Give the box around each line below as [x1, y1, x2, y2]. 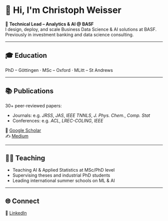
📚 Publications [5, 87, 54, 95]
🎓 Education [5, 51, 47, 60]
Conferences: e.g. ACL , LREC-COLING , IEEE [12, 117, 103, 124]
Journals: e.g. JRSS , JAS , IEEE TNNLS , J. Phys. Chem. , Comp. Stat [12, 112, 150, 118]
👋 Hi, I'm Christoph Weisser [5, 4, 121, 16]
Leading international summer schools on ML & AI [12, 178, 115, 184]
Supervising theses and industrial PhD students [12, 172, 110, 179]
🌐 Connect [5, 197, 39, 205]
